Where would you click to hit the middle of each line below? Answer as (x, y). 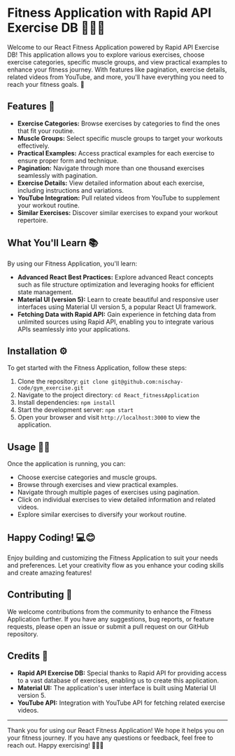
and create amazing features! (50, 573)
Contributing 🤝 (40, 595)
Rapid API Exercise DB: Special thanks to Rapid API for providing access (122, 673)
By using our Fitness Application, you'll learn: (72, 263)
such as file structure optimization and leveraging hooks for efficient (116, 284)
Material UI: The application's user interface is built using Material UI (117, 687)
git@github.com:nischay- (147, 382)
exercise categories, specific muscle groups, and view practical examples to (117, 62)
